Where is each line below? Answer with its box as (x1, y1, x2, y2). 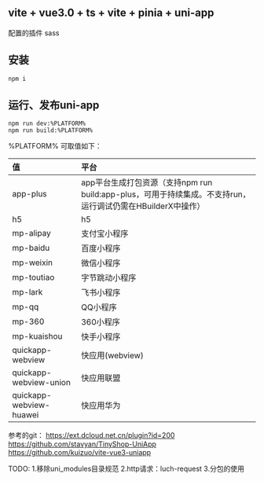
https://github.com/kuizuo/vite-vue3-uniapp (8, 448, 152, 457)
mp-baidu (12, 243, 50, 254)
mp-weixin (12, 257, 53, 268)
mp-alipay (12, 228, 51, 239)
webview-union (12, 377, 71, 388)
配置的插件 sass (8, 28, 60, 38)
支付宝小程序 (81, 228, 129, 239)
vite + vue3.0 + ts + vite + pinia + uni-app (8, 6, 214, 20)
